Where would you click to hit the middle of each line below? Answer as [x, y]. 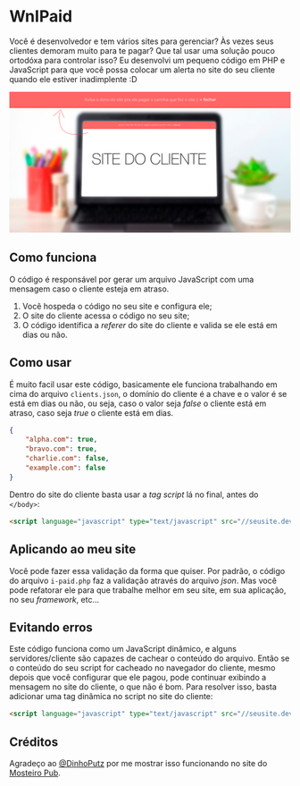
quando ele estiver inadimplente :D [73, 79]
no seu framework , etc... [54, 599]
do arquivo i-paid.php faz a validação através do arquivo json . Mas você [143, 580]
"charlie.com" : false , [67, 459]
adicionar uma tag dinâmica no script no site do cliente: [111, 697]
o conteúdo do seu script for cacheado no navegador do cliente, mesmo [142, 668]
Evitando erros [51, 627]
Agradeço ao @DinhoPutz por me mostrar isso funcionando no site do [138, 763]
